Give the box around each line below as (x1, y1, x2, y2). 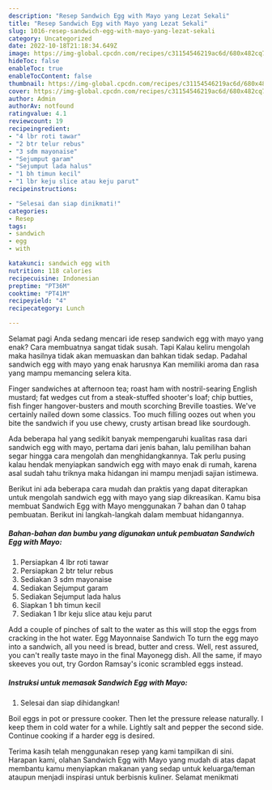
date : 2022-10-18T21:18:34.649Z (8, 42, 117, 50)
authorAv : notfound (8, 102, 74, 110)
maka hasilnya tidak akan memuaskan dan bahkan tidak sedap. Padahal (8, 351, 248, 360)
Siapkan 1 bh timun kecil (19, 600, 101, 609)
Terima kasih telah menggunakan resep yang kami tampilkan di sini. (8, 746, 234, 756)
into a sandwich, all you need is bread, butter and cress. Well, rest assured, (8, 641, 259, 652)
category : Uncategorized (8, 34, 92, 43)
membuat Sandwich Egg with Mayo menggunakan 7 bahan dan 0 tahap (8, 501, 247, 511)
